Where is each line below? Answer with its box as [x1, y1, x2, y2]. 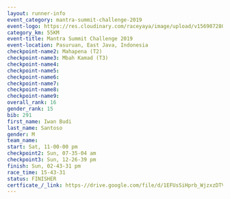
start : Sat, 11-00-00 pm [7, 144, 78, 150]
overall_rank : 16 [7, 99, 57, 106]
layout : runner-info [7, 10, 66, 17]
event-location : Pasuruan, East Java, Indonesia [7, 42, 149, 49]
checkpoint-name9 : [7, 93, 60, 100]
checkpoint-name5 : [7, 67, 60, 74]
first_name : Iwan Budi [7, 118, 72, 125]
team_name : [7, 137, 38, 144]
